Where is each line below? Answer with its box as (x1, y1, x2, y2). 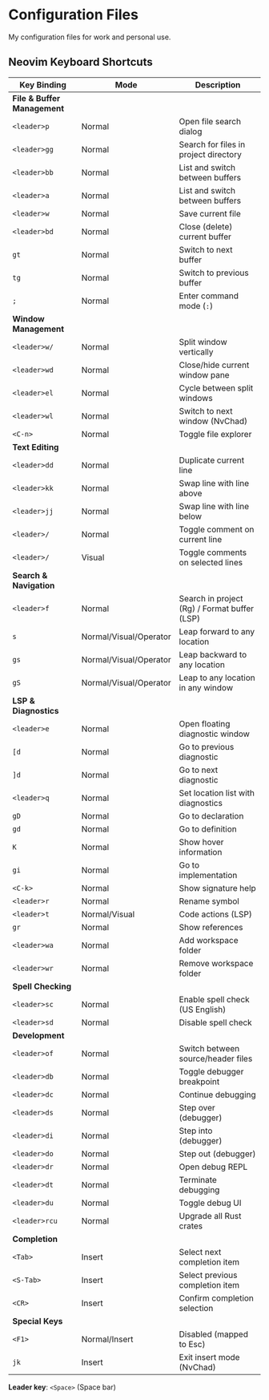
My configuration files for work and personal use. (8, 32, 171, 42)
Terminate (179, 1174, 218, 1185)
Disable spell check (179, 1017, 252, 1028)
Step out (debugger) (179, 1148, 256, 1159)
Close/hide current (179, 359, 250, 370)
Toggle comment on (179, 524, 255, 535)
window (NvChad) (179, 415, 248, 427)
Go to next (179, 764, 219, 775)
